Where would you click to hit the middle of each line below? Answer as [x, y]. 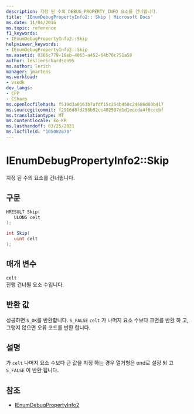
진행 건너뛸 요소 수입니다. [35, 284]
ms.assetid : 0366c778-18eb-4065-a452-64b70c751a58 [69, 55]
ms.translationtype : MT [35, 115]
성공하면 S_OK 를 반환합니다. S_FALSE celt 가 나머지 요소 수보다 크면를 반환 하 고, [97, 320]
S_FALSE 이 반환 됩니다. [33, 370]
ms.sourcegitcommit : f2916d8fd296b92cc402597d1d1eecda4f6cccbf [85, 110]
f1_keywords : [22, 33]
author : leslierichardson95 [40, 60]
